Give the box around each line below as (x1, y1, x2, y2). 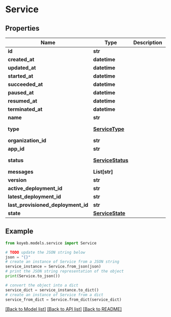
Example (5, 227, 34, 236)
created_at (8, 56, 35, 63)
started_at (8, 72, 34, 80)
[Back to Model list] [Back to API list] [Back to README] (5, 306, 122, 312)
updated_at (8, 64, 36, 71)
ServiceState (93, 210, 126, 216)
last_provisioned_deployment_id (8, 202, 89, 208)
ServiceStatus (93, 157, 129, 164)
